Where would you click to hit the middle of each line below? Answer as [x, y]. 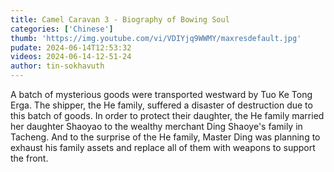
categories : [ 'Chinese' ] [62, 29]
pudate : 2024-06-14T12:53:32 [71, 47]
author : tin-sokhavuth [57, 66]
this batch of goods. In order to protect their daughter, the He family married [167, 115]
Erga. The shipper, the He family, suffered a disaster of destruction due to [161, 105]
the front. [29, 158]
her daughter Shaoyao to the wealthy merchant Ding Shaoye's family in [156, 126]
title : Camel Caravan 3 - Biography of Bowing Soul [120, 19]
